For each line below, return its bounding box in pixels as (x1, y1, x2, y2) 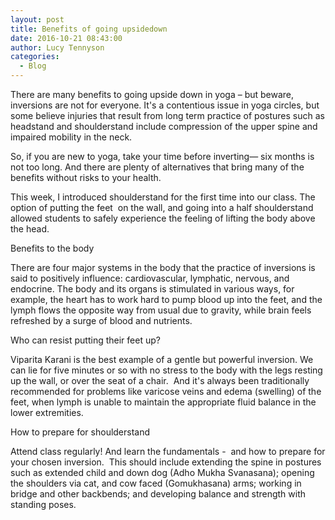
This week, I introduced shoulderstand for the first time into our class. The (10, 191, 316, 203)
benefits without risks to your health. (10, 172, 162, 183)
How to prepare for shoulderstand (10, 426, 151, 438)
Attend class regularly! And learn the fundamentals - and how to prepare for (10, 446, 326, 457)
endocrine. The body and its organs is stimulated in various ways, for (10, 283, 295, 295)
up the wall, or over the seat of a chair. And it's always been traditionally (10, 375, 310, 386)
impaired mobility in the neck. (10, 131, 133, 143)
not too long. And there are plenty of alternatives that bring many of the (10, 161, 305, 173)
